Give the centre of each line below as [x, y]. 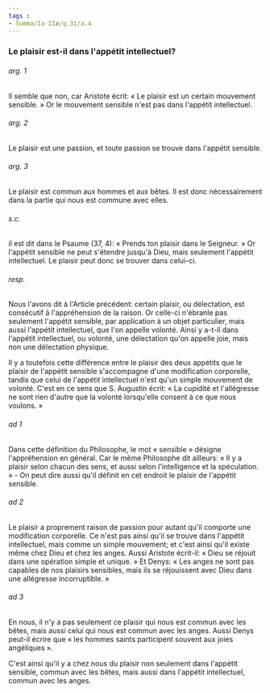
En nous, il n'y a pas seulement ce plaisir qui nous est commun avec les [127, 622]
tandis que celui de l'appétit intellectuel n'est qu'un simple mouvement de [131, 380]
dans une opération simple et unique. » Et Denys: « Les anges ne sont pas [131, 561]
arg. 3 [18, 166]
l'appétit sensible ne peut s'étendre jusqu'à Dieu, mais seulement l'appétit [131, 252]
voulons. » [25, 405]
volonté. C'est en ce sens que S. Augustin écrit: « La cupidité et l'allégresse [134, 388]
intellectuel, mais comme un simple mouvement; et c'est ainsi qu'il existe [129, 544]
